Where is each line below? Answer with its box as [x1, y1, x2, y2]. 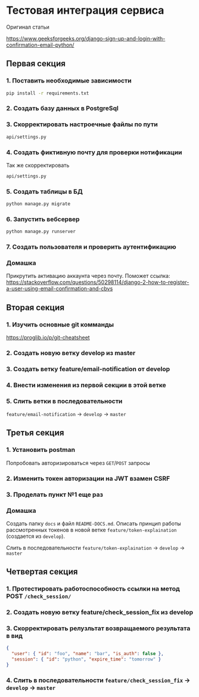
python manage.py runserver [6, 228, 76, 235]
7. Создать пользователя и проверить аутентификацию [6, 243, 177, 251]
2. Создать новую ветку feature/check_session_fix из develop [6, 608, 194, 616]
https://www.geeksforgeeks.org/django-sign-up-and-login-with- [6, 35, 166, 42]
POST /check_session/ [6, 592, 71, 601]
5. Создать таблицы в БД [6, 187, 83, 195]
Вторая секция [6, 302, 64, 313]
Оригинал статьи [6, 23, 49, 30]
